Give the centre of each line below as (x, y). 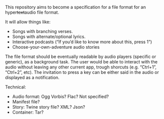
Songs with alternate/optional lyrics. (49, 37)
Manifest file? (26, 102)
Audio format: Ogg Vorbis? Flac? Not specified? (61, 96)
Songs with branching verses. (42, 31)
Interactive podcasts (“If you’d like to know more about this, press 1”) (82, 42)
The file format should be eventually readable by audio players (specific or (81, 57)
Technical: (16, 87)
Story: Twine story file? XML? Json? (49, 107)
